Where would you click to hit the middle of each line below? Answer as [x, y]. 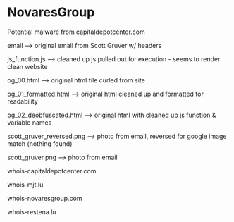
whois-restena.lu [32, 211]
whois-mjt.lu [25, 185]
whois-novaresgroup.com [45, 198]
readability [23, 101]
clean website [27, 66]
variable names [30, 122]
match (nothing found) [40, 143]
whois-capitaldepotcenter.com [52, 171]
